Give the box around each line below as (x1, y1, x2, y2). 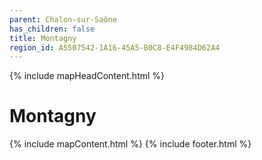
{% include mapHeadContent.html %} (9, 70, 166, 82)
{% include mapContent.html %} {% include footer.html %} (9, 138, 252, 150)
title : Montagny (9, 33, 77, 43)
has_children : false (9, 24, 96, 34)
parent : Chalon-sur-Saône (9, 14, 117, 25)
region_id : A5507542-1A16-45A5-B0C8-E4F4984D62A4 (9, 42, 221, 53)
